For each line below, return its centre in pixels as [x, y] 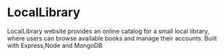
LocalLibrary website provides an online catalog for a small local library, [108, 31]
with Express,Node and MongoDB [55, 45]
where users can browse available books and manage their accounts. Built [112, 38]
